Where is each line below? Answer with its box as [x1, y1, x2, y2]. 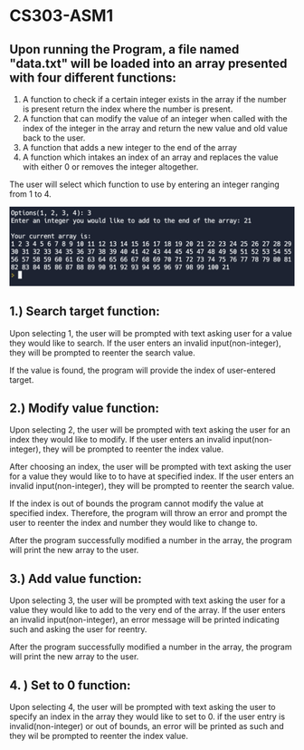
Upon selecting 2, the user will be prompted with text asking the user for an [9, 424, 291, 435]
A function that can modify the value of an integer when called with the [22, 113, 288, 123]
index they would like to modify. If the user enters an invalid [9, 434, 232, 445]
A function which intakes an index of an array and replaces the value [22, 151, 279, 162]
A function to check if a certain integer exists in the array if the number [22, 94, 287, 104]
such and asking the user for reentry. [9, 624, 147, 635]
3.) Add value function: [9, 570, 142, 586]
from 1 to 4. [9, 189, 52, 200]
